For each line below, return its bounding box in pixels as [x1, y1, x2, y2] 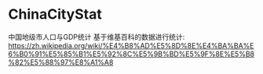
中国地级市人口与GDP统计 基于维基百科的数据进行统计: [8, 32, 185, 41]
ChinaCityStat [8, 5, 102, 23]
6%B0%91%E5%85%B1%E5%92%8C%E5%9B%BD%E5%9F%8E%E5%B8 [8, 49, 255, 58]
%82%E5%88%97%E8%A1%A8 [8, 57, 114, 67]
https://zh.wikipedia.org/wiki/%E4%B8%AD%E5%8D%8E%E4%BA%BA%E [8, 41, 254, 50]
